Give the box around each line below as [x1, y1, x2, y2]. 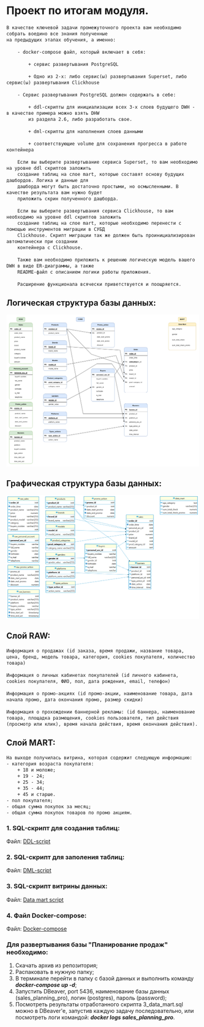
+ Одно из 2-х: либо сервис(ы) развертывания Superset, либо [28, 73, 188, 79]
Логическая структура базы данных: [6, 298, 156, 309]
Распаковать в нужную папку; [15, 968, 95, 976]
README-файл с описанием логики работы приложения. [17, 269, 151, 275]
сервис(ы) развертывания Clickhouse [6, 79, 100, 86]
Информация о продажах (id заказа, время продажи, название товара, [6, 648, 184, 654]
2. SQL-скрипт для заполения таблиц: [6, 853, 125, 861]
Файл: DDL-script [6, 838, 51, 845]
